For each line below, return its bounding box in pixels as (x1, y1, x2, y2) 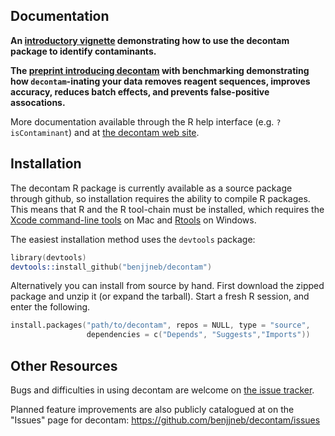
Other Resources (10, 357, 118, 374)
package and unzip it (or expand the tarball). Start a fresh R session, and (10, 290, 310, 303)
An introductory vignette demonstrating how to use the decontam (10, 34, 290, 46)
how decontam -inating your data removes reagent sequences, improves (10, 75, 311, 87)
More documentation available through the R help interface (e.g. (10, 115, 275, 128)
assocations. (10, 96, 66, 108)
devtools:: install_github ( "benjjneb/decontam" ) (10, 262, 213, 272)
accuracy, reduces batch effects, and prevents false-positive (10, 85, 270, 98)
